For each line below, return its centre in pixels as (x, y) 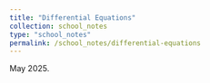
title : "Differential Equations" (73, 18)
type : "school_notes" (50, 34)
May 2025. (30, 69)
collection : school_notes (58, 26)
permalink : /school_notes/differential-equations (105, 43)
